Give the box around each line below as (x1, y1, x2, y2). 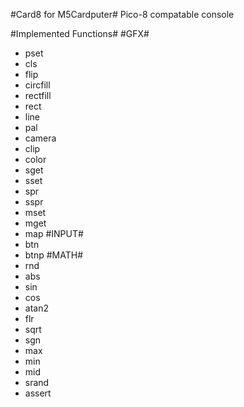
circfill (24, 79, 51, 91)
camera (24, 132, 57, 144)
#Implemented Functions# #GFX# (10, 28, 150, 39)
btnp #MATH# (24, 249, 84, 261)
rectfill (24, 90, 52, 101)
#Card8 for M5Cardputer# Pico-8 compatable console (10, 9, 235, 20)
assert (24, 387, 52, 399)
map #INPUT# (24, 228, 84, 239)
